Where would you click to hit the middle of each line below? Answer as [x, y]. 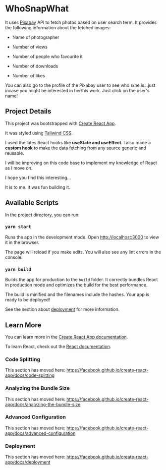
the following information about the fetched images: [58, 27]
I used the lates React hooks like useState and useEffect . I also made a [78, 142]
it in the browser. [22, 242]
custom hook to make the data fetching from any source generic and [76, 148]
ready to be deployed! [28, 300]
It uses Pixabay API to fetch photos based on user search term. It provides [81, 22]
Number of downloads [35, 66]
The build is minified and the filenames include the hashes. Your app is [77, 294]
